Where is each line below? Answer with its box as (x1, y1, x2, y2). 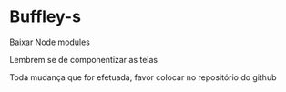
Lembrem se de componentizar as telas (9, 54, 158, 65)
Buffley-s (9, 6, 82, 27)
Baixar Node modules (9, 36, 91, 47)
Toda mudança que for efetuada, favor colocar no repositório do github (9, 71, 277, 83)
